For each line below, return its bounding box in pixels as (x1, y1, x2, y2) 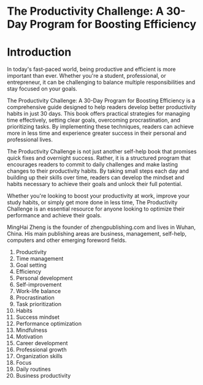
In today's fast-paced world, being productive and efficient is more (7, 65, 177, 73)
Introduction (7, 45, 72, 59)
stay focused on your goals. (7, 85, 77, 92)
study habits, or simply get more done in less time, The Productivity (7, 199, 178, 206)
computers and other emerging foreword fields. (7, 237, 127, 244)
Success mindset (15, 313, 60, 321)
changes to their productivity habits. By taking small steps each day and (7, 167, 190, 175)
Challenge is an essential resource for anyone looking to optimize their (7, 205, 185, 212)
